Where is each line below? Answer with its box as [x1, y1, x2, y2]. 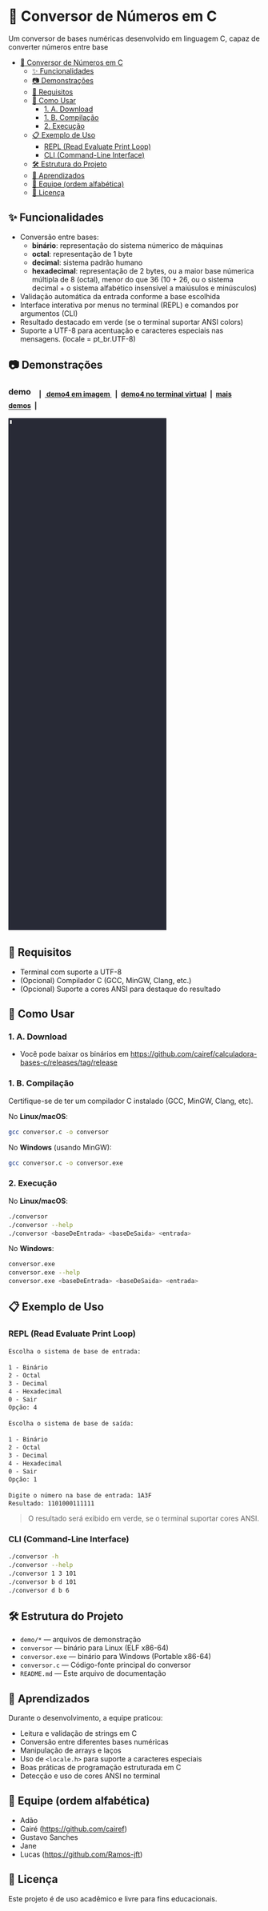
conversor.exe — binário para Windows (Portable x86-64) [19, 1652, 212, 1661]
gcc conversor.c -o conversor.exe [8, 1159, 124, 1167]
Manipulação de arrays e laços [19, 1745, 122, 1755]
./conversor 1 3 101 [8, 1569, 78, 1577]
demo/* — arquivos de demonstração [19, 1635, 142, 1645]
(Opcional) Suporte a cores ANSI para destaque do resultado [19, 984, 222, 993]
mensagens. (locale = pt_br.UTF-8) [19, 334, 136, 343]
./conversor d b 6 [8, 1586, 70, 1594]
